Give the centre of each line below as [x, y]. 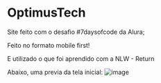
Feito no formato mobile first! [49, 45]
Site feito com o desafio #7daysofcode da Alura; [76, 32]
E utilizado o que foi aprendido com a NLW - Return [81, 58]
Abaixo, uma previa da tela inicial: [55, 72]
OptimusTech [46, 13]
